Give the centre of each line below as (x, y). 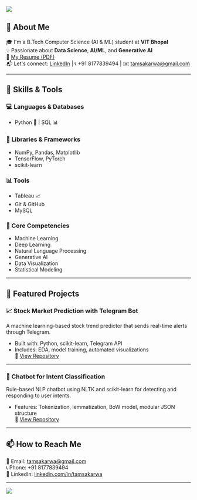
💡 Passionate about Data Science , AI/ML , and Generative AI (79, 50)
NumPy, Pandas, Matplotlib (47, 152)
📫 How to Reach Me (44, 444)
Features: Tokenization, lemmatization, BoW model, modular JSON (95, 407)
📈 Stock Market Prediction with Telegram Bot (72, 311)
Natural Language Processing (50, 251)
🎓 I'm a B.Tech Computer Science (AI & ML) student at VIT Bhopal (87, 42)
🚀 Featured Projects (43, 293)
